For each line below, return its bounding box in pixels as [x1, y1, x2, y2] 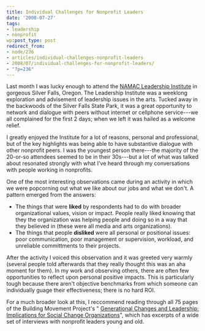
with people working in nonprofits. [6, 166, 93, 173]
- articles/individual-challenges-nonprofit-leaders [6, 55, 144, 61]
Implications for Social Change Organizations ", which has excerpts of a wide [6, 311, 199, 319]
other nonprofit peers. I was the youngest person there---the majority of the [6, 146, 199, 154]
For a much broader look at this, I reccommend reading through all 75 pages [6, 299, 199, 306]
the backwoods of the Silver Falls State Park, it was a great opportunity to [6, 102, 192, 110]
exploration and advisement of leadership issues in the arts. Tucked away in [6, 96, 198, 103]
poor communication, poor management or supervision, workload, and [15, 235, 194, 243]
